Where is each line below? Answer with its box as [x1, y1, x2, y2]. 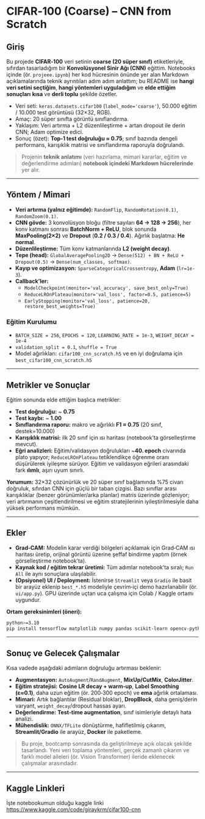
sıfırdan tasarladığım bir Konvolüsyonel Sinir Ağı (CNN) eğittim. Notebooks [6, 64, 196, 72]
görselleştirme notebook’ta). [15, 557, 87, 564]
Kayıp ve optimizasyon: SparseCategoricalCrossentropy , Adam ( [15, 264, 179, 272]
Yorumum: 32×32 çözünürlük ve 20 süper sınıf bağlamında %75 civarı [6, 478, 184, 485]
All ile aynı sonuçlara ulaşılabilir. [15, 570, 97, 577]
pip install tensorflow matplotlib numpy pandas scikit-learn [6, 626, 168, 632]
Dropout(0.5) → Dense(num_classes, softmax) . [15, 258, 132, 265]
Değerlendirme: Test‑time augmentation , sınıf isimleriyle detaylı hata [15, 709, 192, 716]
